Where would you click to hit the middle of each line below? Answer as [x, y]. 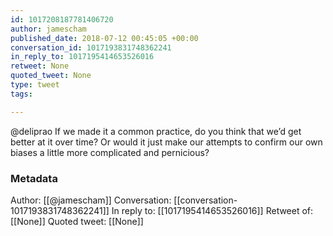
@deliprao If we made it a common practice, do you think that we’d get [156, 131]
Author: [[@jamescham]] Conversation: [91, 200]
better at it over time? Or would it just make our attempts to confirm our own [166, 142]
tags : [21, 94]
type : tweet [35, 85]
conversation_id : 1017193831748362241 [91, 47]
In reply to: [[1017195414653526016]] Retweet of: [212, 210]
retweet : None [40, 66]
